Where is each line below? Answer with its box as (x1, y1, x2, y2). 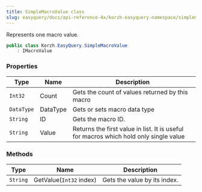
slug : (6, 14, 20, 20)
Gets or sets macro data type (72, 105, 155, 113)
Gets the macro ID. (72, 115, 126, 123)
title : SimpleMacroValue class (6, 8, 85, 15)
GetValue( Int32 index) (34, 175, 97, 184)
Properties (6, 62, 38, 71)
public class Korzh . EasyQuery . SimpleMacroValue (6, 43, 128, 49)
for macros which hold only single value (72, 132, 185, 140)
